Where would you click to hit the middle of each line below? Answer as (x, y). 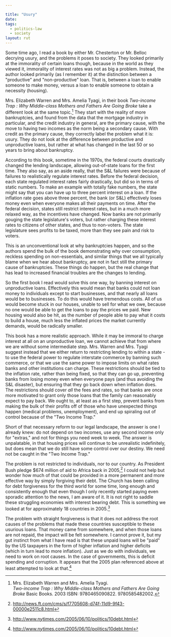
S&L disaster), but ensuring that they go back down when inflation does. (81, 384)
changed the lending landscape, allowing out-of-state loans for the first (80, 165)
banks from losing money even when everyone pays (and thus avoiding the (84, 379)
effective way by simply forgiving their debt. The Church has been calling (82, 481)
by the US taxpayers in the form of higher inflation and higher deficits (78, 545)
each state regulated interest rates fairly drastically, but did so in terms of (82, 181)
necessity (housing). (27, 90)
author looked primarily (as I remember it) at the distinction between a (78, 74)
